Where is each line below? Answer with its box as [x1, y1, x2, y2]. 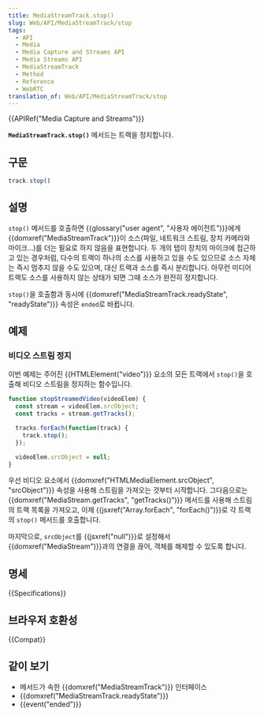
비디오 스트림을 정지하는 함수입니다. [22, 380, 132, 389]
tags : [8, 26, 26, 34]
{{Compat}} [8, 635, 46, 644]
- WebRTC [15, 84, 44, 93]
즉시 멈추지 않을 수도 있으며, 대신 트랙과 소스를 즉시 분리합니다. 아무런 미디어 [16, 262, 252, 272]
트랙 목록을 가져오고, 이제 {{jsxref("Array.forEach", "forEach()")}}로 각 [16, 505, 236, 515]
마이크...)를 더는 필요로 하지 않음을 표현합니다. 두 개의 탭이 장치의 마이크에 [8, 242, 235, 253]
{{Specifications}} [8, 589, 67, 598]
